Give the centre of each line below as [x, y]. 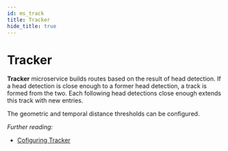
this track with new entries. [45, 100]
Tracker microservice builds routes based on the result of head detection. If [114, 79]
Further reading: [30, 127]
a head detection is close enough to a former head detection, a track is [107, 86]
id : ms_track [26, 13]
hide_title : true [32, 26]
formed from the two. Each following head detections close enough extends [114, 94]
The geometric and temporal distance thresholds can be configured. [103, 114]
